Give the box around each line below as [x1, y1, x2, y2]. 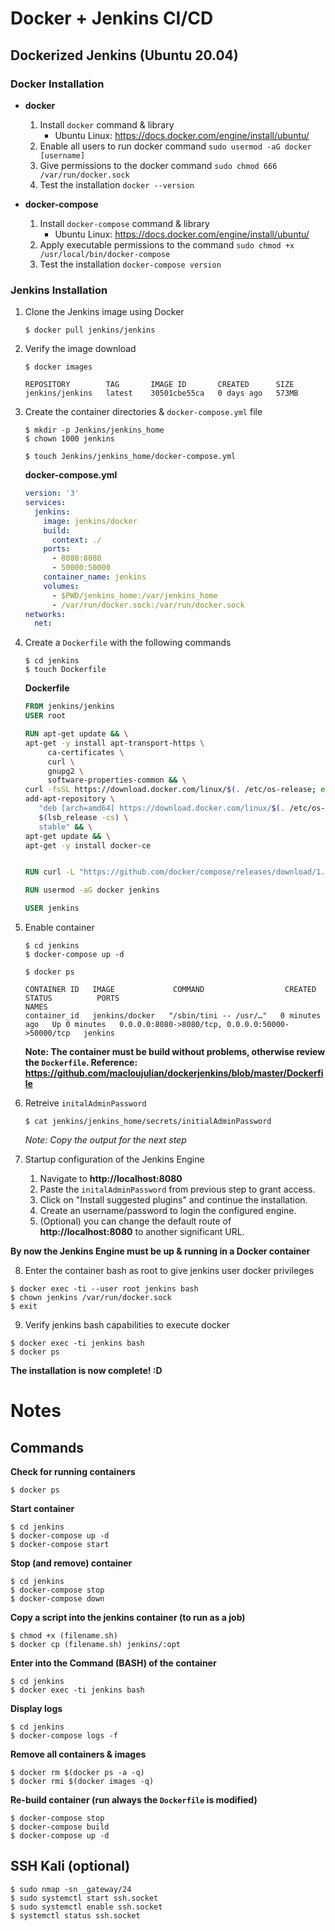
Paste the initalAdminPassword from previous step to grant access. [39, 1183, 316, 1196]
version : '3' [24, 488, 80, 499]
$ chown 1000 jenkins [24, 434, 115, 444]
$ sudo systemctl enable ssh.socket [10, 1902, 163, 1912]
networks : [24, 609, 67, 619]
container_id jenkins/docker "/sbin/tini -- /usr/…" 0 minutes [24, 1011, 322, 1021]
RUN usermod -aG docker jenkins [24, 885, 160, 896]
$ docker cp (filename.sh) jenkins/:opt [10, 1640, 182, 1650]
